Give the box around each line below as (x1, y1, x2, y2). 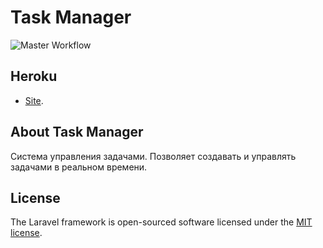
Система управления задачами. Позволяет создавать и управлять (10, 150, 297, 162)
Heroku (10, 68, 58, 85)
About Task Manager (10, 124, 144, 141)
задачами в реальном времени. (10, 161, 148, 173)
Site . (24, 94, 44, 106)
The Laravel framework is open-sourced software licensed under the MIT (10, 216, 313, 228)
